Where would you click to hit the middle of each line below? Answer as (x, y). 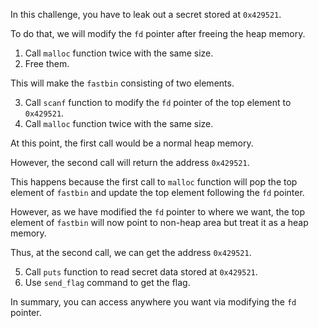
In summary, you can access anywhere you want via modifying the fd (153, 302)
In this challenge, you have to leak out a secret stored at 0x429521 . (146, 14)
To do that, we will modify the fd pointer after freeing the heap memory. (158, 33)
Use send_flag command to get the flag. (107, 282)
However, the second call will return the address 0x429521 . (130, 162)
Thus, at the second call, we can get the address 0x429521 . (131, 252)
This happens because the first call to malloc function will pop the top (154, 182)
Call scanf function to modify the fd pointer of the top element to (158, 102)
